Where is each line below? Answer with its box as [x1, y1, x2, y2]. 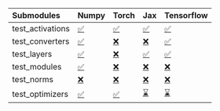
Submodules [12, 10, 60, 20]
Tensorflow [163, 10, 208, 20]
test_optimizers [12, 88, 69, 99]
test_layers [12, 48, 53, 59]
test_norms [12, 74, 53, 84]
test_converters [12, 36, 70, 46]
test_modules [12, 62, 62, 72]
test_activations [12, 23, 71, 34]
